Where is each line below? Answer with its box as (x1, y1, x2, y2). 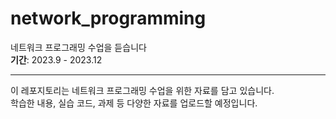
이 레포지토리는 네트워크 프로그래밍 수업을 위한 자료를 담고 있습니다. (10, 84, 275, 96)
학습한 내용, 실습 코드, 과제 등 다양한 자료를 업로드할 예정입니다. (10, 97, 258, 109)
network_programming (10, 7, 207, 30)
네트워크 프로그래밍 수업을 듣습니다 (10, 41, 147, 53)
